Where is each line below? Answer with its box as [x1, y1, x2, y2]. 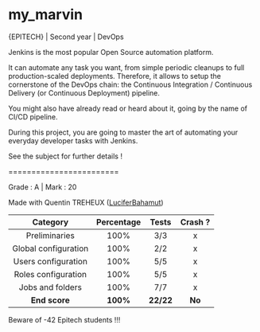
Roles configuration [14, 268, 87, 279]
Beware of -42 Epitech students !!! [8, 314, 121, 324]
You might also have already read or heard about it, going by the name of [8, 104, 248, 113]
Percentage [95, 217, 142, 228]
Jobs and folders [18, 281, 82, 292]
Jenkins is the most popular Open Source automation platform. [8, 47, 214, 57]
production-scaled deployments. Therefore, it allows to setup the [8, 71, 221, 80]
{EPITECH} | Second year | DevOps [8, 32, 125, 41]
